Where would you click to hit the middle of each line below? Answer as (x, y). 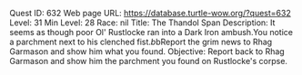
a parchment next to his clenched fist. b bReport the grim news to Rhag (141, 42)
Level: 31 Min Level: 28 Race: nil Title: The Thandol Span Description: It (142, 23)
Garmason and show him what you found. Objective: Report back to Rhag (147, 52)
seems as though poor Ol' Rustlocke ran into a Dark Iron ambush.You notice (151, 32)
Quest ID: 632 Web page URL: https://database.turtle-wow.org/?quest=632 (150, 13)
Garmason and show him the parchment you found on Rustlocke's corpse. (149, 61)
